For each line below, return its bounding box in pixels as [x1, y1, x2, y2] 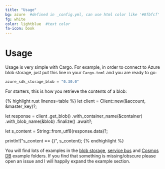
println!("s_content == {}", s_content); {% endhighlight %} [5, 137, 124, 143]
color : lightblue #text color [5, 21, 70, 27]
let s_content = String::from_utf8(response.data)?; [5, 128, 108, 134]
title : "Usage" [5, 7, 37, 13]
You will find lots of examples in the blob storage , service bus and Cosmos [5, 147, 159, 153]
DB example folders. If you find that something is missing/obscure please [5, 152, 156, 158]
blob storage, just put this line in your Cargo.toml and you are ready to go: [5, 70, 157, 76]
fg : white [5, 17, 26, 22]
